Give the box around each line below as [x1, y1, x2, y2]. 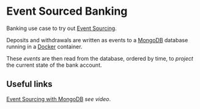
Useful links [6, 79, 53, 89]
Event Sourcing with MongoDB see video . [6, 95, 111, 102]
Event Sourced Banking [6, 4, 128, 18]
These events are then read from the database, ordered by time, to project [6, 55, 194, 62]
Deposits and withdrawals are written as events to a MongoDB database [6, 36, 188, 43]
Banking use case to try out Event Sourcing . [6, 24, 117, 32]
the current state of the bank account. [6, 61, 102, 69]
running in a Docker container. [6, 43, 83, 50]
